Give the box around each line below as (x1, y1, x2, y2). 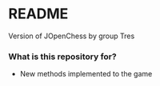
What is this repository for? (8, 51, 118, 62)
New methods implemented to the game (19, 69, 153, 79)
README (8, 5, 69, 23)
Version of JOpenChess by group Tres (8, 31, 135, 41)
